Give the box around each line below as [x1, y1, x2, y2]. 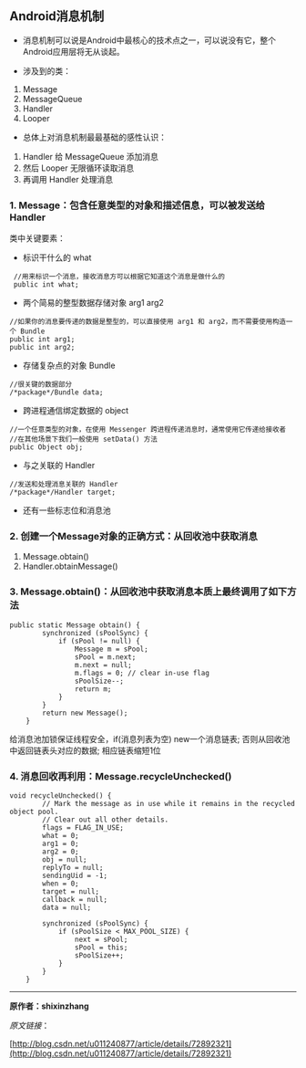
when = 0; [42, 879, 79, 888]
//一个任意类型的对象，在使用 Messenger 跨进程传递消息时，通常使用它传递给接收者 [9, 425, 287, 435]
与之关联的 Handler [22, 460, 96, 471]
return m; [74, 684, 112, 694]
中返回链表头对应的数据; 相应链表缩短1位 [9, 745, 161, 756]
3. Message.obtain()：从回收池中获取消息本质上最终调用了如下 [9, 585, 288, 598]
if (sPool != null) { [57, 636, 141, 645]
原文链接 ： [9, 1021, 50, 1031]
